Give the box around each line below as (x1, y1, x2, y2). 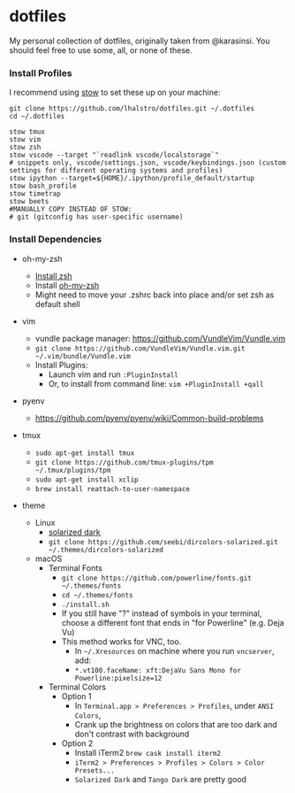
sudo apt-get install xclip (34, 475, 139, 484)
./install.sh (61, 600, 110, 609)
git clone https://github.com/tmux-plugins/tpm (34, 458, 214, 466)
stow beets (9, 197, 49, 206)
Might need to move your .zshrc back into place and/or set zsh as (34, 289, 275, 300)
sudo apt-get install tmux (34, 449, 135, 458)
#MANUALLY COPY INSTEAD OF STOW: (9, 205, 132, 214)
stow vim (9, 135, 42, 144)
